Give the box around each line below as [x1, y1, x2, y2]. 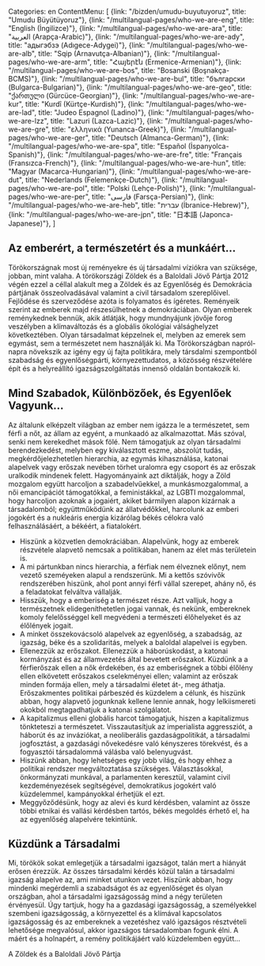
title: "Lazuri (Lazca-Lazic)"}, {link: [50, 116, 164, 125]
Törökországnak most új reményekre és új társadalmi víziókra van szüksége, [8, 262, 258, 272]
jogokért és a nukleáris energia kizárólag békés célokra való [8, 513, 204, 522]
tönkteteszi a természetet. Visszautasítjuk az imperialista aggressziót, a [19, 721, 253, 731]
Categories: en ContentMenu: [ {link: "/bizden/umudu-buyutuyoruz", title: [8, 7, 247, 16]
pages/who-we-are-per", [8, 192, 91, 201]
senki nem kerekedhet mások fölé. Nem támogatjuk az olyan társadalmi [8, 437, 241, 446]
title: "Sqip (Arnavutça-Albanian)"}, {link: [38, 49, 170, 58]
